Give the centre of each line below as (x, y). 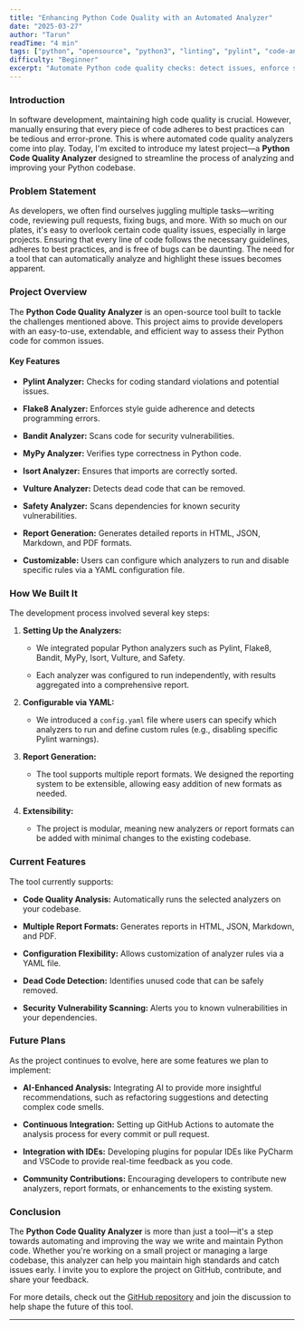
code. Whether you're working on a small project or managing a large (139, 1251)
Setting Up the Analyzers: (72, 631)
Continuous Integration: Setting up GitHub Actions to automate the (148, 1124)
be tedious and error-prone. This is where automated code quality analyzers (152, 139)
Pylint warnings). (67, 740)
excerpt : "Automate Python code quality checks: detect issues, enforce (149, 69)
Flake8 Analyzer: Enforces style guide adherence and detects (138, 408)
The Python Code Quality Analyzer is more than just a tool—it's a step (142, 1231)
